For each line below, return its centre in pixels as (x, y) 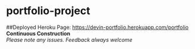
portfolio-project (48, 11)
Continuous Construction (38, 33)
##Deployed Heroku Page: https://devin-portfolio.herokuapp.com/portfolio (97, 27)
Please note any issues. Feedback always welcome (69, 40)
